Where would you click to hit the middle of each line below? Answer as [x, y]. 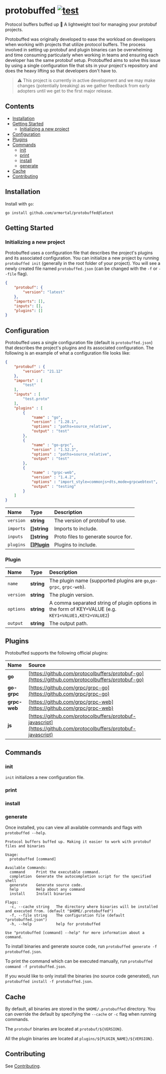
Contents [20, 106]
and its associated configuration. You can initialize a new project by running [82, 258]
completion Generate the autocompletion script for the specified [81, 876]
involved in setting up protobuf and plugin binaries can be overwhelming [79, 50]
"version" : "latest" [44, 292]
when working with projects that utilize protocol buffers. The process [75, 44]
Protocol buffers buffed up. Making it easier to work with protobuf [78, 842]
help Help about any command [47, 890]
